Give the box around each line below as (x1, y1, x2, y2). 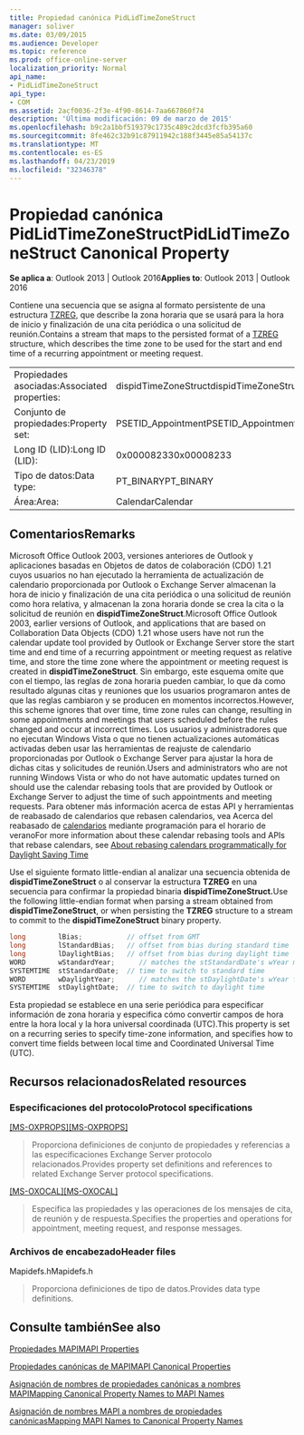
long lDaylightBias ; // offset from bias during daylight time (9, 949, 290, 958)
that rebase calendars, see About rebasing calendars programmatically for (9, 840, 287, 851)
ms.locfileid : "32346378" (9, 165, 107, 174)
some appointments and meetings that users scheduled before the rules (9, 714, 279, 726)
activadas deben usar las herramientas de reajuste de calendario (9, 743, 252, 754)
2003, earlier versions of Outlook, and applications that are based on (9, 618, 266, 629)
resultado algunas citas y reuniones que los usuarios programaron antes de (9, 686, 291, 697)
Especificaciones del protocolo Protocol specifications (9, 1101, 253, 1114)
